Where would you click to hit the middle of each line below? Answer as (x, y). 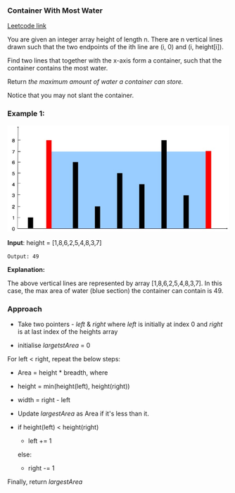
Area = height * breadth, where (63, 373)
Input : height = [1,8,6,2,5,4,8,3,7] (55, 242)
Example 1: (26, 113)
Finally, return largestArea (45, 482)
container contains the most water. (58, 68)
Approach (25, 308)
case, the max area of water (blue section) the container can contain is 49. (115, 290)
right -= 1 (41, 468)
